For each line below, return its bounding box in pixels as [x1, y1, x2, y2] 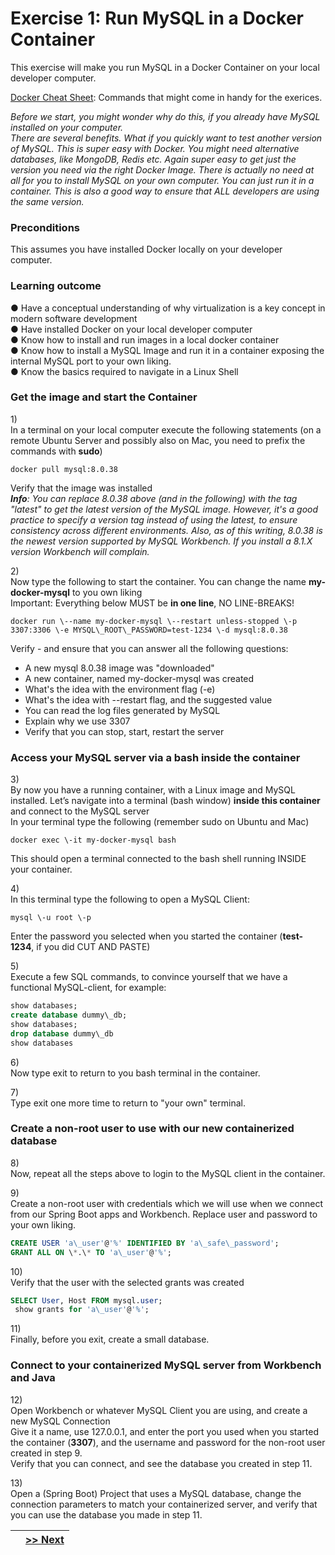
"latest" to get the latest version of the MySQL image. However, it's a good [10, 503, 319, 515]
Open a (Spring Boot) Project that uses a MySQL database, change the [10, 1487, 302, 1499]
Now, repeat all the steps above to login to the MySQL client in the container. [10, 1167, 326, 1179]
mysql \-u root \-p [10, 913, 92, 923]
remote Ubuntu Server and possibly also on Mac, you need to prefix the [10, 434, 306, 446]
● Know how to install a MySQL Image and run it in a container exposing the [10, 344, 325, 356]
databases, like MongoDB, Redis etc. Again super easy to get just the [10, 153, 297, 165]
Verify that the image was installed [10, 482, 153, 494]
